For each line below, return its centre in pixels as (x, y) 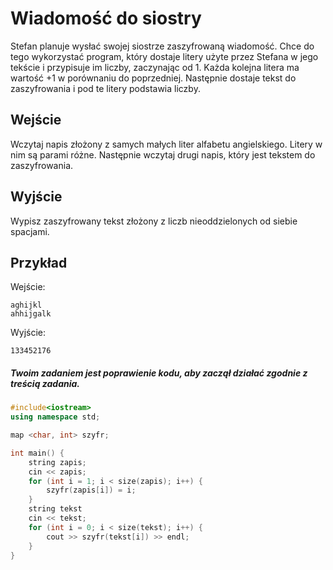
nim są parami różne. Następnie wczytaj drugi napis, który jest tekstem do (163, 154)
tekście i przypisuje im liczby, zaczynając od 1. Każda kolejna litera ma (155, 67)
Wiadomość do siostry (106, 18)
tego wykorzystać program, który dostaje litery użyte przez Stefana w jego (164, 56)
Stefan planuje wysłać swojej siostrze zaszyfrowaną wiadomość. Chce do (162, 46)
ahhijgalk (31, 314)
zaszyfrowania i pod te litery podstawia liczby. (105, 88)
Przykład (39, 262)
